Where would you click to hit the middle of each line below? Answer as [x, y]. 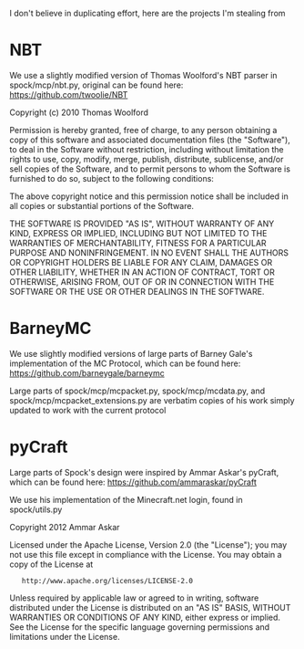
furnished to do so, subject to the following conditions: [111, 178]
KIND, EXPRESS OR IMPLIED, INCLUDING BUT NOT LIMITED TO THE [138, 233]
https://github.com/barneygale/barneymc [87, 372]
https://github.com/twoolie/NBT [69, 94]
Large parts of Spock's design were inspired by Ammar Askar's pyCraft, [144, 472]
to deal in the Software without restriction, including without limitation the [147, 149]
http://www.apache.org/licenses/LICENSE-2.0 [107, 581]
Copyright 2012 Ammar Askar [65, 527]
